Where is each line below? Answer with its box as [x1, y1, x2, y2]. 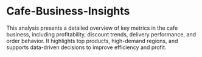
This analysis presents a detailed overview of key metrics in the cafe [6, 24, 178, 32]
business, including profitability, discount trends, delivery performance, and [6, 30, 197, 38]
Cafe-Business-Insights [6, 4, 130, 18]
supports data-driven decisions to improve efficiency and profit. [6, 44, 167, 51]
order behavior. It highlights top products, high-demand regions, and [6, 37, 178, 44]
